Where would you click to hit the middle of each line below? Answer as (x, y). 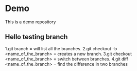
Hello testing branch (36, 37)
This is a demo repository (31, 22)
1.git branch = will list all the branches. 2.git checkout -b (61, 48)
